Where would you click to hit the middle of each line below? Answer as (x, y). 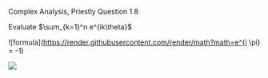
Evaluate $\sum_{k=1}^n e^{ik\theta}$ (70, 27)
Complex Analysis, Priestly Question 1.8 (73, 12)
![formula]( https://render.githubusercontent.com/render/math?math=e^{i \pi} (134, 42)
